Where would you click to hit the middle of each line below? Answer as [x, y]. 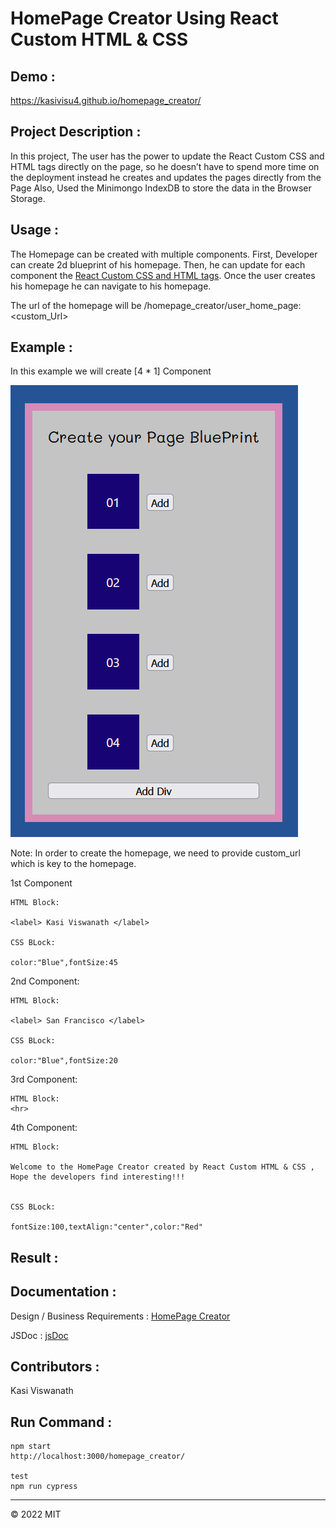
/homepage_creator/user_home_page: [222, 305]
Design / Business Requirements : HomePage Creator [120, 1316]
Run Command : [61, 1422]
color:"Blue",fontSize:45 [64, 963]
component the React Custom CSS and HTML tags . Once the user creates [163, 275]
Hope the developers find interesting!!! [98, 1177]
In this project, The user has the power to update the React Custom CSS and [167, 156]
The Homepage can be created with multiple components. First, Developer [164, 254]
